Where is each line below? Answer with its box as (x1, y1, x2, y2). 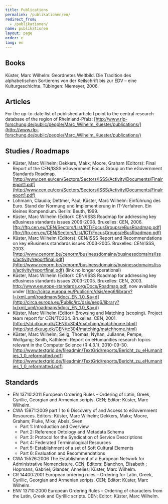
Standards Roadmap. (12, 171, 56, 177)
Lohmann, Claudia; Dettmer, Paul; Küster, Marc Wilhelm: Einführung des (12, 197, 161, 204)
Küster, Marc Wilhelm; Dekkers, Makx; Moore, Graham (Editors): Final (12, 160, 156, 166)
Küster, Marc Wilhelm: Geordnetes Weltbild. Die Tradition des (5, 72, 131, 78)
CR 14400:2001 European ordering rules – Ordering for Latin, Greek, (12, 472, 153, 477)
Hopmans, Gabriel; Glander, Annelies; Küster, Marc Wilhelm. (12, 466, 137, 472)
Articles (5, 97, 31, 106)
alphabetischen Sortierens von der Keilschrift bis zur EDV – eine (5, 78, 137, 84)
